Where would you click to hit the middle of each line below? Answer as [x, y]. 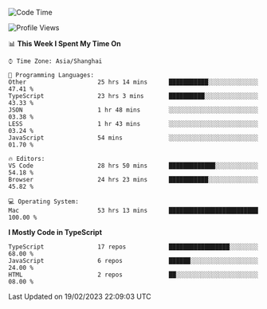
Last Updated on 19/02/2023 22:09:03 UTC [80, 296]
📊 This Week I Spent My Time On [65, 43]
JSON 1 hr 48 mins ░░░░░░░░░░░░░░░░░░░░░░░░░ [133, 110]
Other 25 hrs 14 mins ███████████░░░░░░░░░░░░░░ [133, 82]
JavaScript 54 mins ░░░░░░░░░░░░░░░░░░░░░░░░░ [133, 138]
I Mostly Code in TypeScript [55, 232]
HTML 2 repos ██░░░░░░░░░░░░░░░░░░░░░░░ [133, 275]
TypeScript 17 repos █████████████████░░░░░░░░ [133, 247]
